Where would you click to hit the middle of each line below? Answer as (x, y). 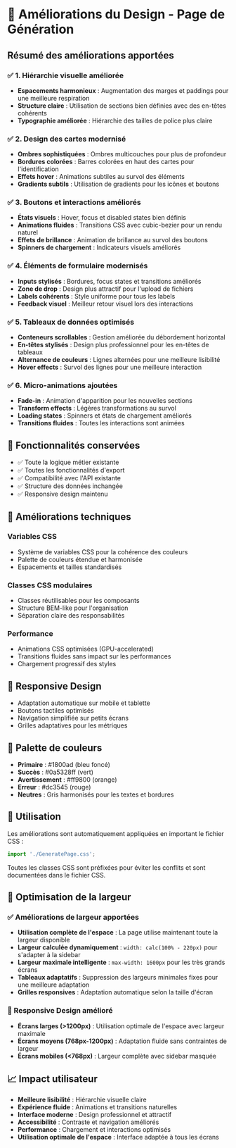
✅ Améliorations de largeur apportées (73, 917)
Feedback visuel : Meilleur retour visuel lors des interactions (105, 304)
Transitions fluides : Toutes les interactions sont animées (101, 423)
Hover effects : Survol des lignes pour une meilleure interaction (110, 367)
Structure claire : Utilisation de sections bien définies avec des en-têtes (122, 106)
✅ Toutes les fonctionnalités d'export (71, 470)
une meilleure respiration (53, 98)
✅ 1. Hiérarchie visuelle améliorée (66, 75)
